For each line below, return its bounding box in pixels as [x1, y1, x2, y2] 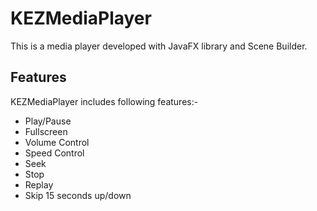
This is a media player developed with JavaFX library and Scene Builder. [10, 40, 308, 52]
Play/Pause [24, 115, 72, 127]
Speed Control [24, 147, 85, 159]
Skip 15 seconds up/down [24, 189, 132, 201]
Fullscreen [24, 125, 68, 137]
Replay [24, 178, 54, 191]
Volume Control [24, 136, 90, 148]
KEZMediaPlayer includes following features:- [10, 95, 199, 107]
